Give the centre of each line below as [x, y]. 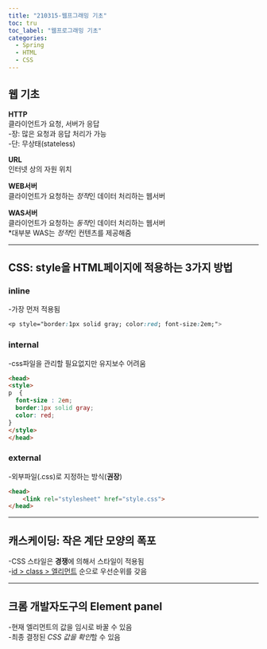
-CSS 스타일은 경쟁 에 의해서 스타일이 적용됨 [76, 561]
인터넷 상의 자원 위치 [40, 169]
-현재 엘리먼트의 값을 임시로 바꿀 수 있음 [70, 627]
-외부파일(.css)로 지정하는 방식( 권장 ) [65, 476]
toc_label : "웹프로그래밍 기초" [55, 30]
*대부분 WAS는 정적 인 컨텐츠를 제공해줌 [70, 233]
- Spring [30, 45]
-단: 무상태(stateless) [42, 144]
